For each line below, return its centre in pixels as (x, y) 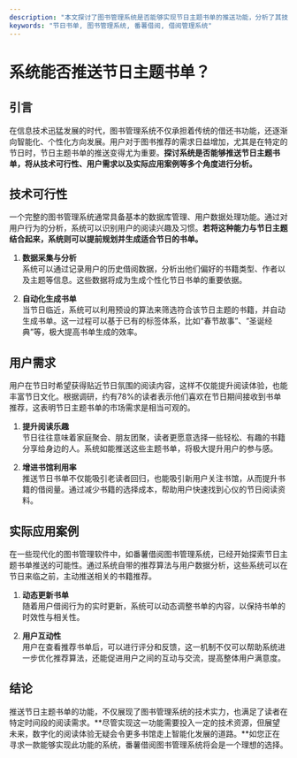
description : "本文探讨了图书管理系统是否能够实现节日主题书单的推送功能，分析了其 (145, 17)
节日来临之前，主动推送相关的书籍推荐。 (83, 576)
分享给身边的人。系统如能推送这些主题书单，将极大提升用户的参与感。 (150, 448)
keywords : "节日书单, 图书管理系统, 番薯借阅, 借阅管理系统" (110, 26)
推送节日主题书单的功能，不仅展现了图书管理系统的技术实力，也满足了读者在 (148, 711)
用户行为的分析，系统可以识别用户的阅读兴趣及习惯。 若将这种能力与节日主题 (148, 228)
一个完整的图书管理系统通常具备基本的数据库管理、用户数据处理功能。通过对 (148, 217)
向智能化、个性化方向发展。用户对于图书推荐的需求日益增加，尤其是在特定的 (148, 142)
